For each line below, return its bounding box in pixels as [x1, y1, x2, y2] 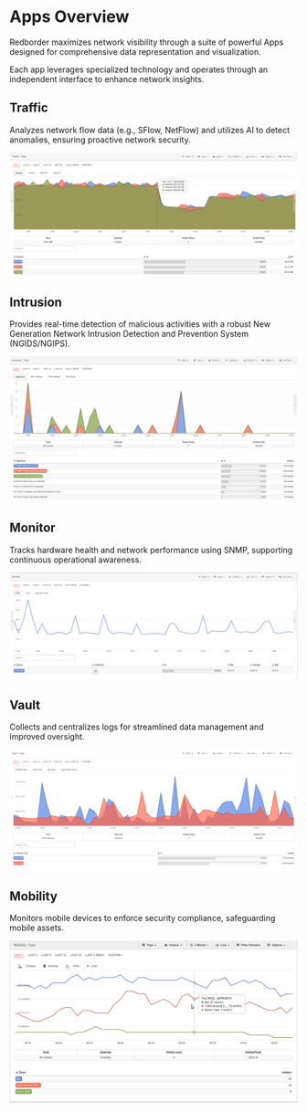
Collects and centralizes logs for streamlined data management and [9, 721, 264, 732]
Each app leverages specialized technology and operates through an [9, 64, 269, 75]
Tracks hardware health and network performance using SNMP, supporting [9, 544, 293, 555]
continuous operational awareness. [9, 554, 142, 565]
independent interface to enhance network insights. [9, 73, 205, 84]
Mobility [9, 888, 58, 904]
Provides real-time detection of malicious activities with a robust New [9, 319, 271, 330]
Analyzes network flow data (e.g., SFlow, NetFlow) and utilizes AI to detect [9, 124, 291, 135]
